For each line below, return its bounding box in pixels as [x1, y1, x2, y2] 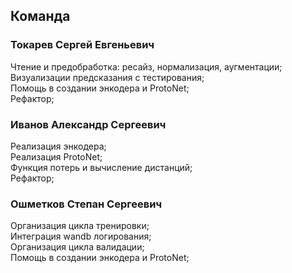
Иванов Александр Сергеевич [10, 117, 167, 131]
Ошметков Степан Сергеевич [10, 197, 163, 211]
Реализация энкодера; [10, 140, 107, 152]
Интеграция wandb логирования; [10, 230, 152, 243]
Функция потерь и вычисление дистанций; [10, 161, 193, 173]
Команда [10, 8, 71, 25]
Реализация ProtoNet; [10, 150, 103, 163]
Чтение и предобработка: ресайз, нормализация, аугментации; [10, 60, 283, 73]
